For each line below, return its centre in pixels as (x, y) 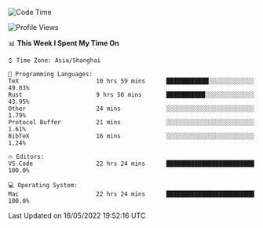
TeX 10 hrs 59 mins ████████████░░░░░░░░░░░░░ (131, 81)
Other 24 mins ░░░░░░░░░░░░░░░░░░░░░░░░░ (131, 108)
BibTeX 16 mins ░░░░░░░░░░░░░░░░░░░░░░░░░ (131, 136)
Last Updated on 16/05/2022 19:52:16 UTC (77, 215)
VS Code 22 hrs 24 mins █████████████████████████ (131, 164)
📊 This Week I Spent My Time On (64, 43)
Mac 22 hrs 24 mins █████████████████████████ (131, 194)
